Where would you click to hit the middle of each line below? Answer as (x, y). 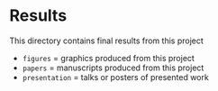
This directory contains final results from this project (107, 41)
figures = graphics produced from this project (109, 58)
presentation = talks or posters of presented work (115, 77)
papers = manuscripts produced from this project (113, 68)
